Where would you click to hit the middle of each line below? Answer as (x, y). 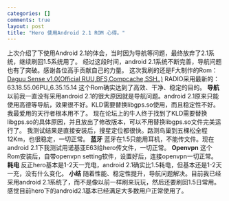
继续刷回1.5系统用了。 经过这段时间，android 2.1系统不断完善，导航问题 (120, 62)
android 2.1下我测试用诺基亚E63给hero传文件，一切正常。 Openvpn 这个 (110, 148)
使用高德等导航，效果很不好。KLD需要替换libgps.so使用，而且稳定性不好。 (113, 105)
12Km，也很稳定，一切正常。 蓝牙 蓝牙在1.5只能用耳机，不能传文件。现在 (111, 139)
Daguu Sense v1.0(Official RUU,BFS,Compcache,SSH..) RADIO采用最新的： (113, 79)
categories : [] (29, 13)
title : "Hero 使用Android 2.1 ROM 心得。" (66, 33)
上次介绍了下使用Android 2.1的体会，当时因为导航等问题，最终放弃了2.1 (108, 53)
